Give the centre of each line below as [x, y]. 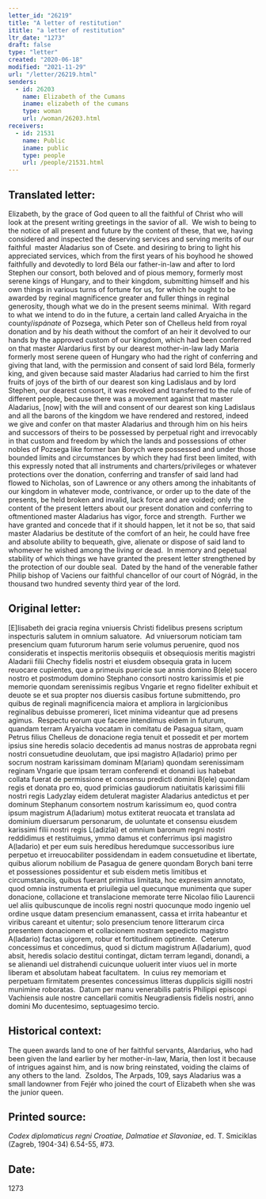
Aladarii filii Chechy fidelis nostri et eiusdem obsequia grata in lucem [120, 661]
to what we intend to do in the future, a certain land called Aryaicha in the [128, 314]
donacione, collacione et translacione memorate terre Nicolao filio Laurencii [131, 897]
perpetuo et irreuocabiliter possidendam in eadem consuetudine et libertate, [133, 855]
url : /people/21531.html [63, 163]
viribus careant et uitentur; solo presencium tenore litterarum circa [116, 922]
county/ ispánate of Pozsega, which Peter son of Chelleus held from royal [127, 323]
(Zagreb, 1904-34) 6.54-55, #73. [61, 1144]
